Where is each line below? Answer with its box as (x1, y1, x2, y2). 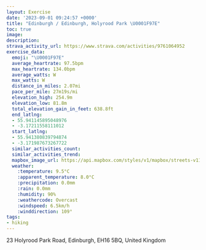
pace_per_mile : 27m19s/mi (12, 89, 78, 95)
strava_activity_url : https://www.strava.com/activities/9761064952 (6, 44, 185, 50)
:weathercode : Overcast (17, 197, 78, 203)
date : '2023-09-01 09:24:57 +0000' (6, 15, 97, 21)
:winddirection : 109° (17, 208, 72, 214)
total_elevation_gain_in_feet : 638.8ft (12, 105, 114, 112)
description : (6, 37, 40, 44)
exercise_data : (6, 49, 45, 55)
